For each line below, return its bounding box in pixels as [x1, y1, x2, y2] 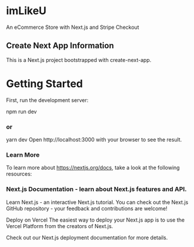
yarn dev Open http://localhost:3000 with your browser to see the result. [6, 136, 182, 143]
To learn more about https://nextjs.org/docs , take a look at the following [6, 164, 180, 172]
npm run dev [6, 108, 37, 115]
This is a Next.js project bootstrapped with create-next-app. [6, 56, 152, 63]
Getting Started [6, 77, 83, 90]
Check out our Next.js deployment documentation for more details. [6, 234, 168, 241]
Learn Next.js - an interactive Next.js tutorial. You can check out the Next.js [6, 199, 189, 206]
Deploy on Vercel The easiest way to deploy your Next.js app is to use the [6, 216, 185, 223]
